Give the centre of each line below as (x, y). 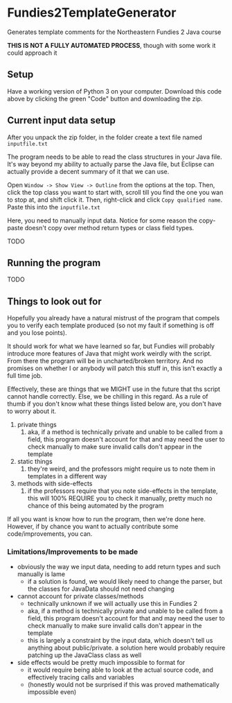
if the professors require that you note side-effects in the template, (123, 491)
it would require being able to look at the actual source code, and (120, 670)
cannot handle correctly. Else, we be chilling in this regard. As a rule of (108, 397)
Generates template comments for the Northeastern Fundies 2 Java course (114, 32)
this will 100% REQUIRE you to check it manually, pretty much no (120, 498)
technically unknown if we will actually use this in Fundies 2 (112, 604)
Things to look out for (54, 301)
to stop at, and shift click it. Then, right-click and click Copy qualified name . (115, 200)
